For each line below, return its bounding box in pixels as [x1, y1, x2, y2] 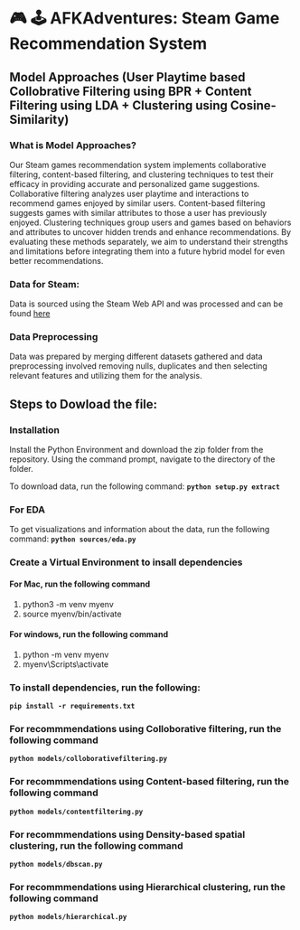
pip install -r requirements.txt [9, 702, 136, 711]
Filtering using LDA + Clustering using [9, 98, 229, 113]
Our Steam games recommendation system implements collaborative [9, 159, 267, 170]
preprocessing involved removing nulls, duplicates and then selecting [9, 361, 268, 371]
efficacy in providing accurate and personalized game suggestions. [9, 178, 260, 189]
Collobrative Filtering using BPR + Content [9, 83, 252, 99]
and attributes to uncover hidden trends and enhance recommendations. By [9, 226, 292, 237]
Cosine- [230, 98, 277, 113]
